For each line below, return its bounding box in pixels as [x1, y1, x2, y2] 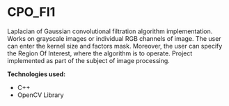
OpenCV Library [17, 91, 64, 99]
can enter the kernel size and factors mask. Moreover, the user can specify [7, 42, 223, 50]
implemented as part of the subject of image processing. [7, 56, 171, 64]
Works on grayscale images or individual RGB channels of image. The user [7, 34, 221, 42]
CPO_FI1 [7, 4, 56, 20]
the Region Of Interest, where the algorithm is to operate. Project [7, 49, 193, 58]
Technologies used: [7, 70, 66, 78]
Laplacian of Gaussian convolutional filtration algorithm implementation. [7, 27, 213, 35]
